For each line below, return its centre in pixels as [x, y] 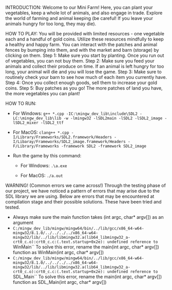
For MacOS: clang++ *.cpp [41, 132]
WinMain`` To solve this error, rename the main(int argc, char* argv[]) [86, 247]
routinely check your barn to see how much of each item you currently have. [86, 77]
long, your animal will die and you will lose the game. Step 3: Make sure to [83, 72]
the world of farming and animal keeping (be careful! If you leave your [79, 18]
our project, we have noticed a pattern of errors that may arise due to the [83, 191]
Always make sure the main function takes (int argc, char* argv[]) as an [88, 217]
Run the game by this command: [47, 156]
